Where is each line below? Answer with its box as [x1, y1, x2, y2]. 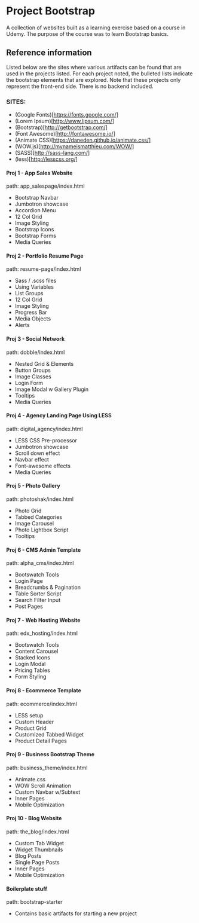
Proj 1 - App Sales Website [6, 169, 73, 176]
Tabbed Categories [14, 514, 63, 521]
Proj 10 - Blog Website [6, 815, 62, 822]
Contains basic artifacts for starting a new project [14, 910, 137, 917]
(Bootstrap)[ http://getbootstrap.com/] [14, 124, 108, 131]
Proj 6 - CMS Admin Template [6, 546, 81, 554]
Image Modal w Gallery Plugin [14, 386, 88, 393]
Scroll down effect [14, 450, 60, 457]
